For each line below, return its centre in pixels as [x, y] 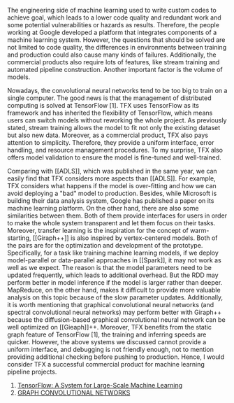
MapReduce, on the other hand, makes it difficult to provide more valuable [114, 290]
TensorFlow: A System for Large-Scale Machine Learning [100, 385]
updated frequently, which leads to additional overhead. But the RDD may [113, 275]
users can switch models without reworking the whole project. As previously [117, 120]
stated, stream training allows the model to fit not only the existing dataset [114, 128]
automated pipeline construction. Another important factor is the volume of [115, 70]
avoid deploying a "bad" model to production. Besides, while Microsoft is [112, 193]
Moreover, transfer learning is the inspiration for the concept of [98, 231]
